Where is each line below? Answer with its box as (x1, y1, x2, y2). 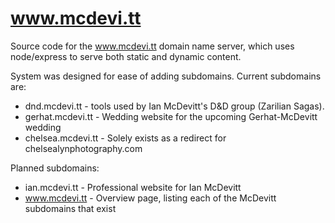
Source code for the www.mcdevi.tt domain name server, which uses (10, 40, 295, 52)
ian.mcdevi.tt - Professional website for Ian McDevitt (24, 181, 242, 193)
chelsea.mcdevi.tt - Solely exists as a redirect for (24, 132, 227, 144)
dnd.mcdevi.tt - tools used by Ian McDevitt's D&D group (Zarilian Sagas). (24, 100, 325, 112)
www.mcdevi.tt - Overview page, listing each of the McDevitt (24, 192, 277, 204)
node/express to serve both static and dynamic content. (10, 50, 242, 62)
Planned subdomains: (10, 162, 100, 174)
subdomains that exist (24, 202, 117, 214)
